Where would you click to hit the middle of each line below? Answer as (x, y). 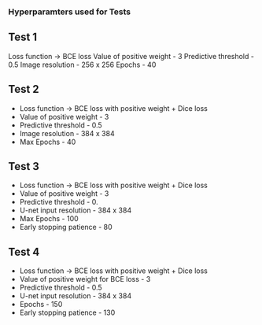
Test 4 (24, 251)
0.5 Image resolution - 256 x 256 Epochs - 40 (82, 65)
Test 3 (24, 166)
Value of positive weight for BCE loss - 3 (85, 279)
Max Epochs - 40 (48, 142)
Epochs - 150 (41, 305)
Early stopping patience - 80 (66, 227)
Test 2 (24, 89)
